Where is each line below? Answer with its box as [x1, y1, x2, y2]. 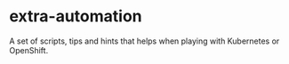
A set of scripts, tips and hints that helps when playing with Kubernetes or [9, 36, 280, 46]
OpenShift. [9, 44, 49, 55]
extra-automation [9, 6, 142, 27]
